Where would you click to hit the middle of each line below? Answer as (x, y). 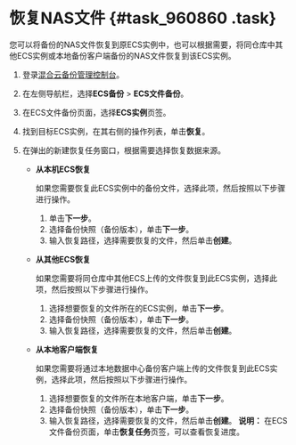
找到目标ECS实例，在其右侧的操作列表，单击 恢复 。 (116, 131)
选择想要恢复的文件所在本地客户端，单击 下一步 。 (139, 398)
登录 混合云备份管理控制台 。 (73, 74)
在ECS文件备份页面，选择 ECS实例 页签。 (96, 112)
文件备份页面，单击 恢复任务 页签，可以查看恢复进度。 (147, 432)
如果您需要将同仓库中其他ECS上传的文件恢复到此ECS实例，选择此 (156, 278)
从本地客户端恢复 (67, 349)
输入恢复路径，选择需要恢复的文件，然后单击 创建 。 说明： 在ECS (168, 420)
